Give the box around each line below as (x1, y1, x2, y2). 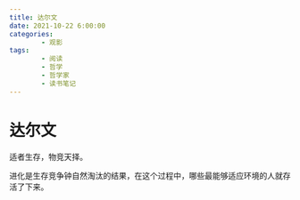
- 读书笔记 (41, 79, 77, 88)
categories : (9, 29, 54, 38)
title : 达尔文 (9, 12, 58, 22)
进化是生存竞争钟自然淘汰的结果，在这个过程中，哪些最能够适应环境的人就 (9, 170, 283, 180)
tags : (9, 46, 29, 55)
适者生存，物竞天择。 (9, 151, 87, 162)
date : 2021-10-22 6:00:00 (9, 21, 105, 30)
